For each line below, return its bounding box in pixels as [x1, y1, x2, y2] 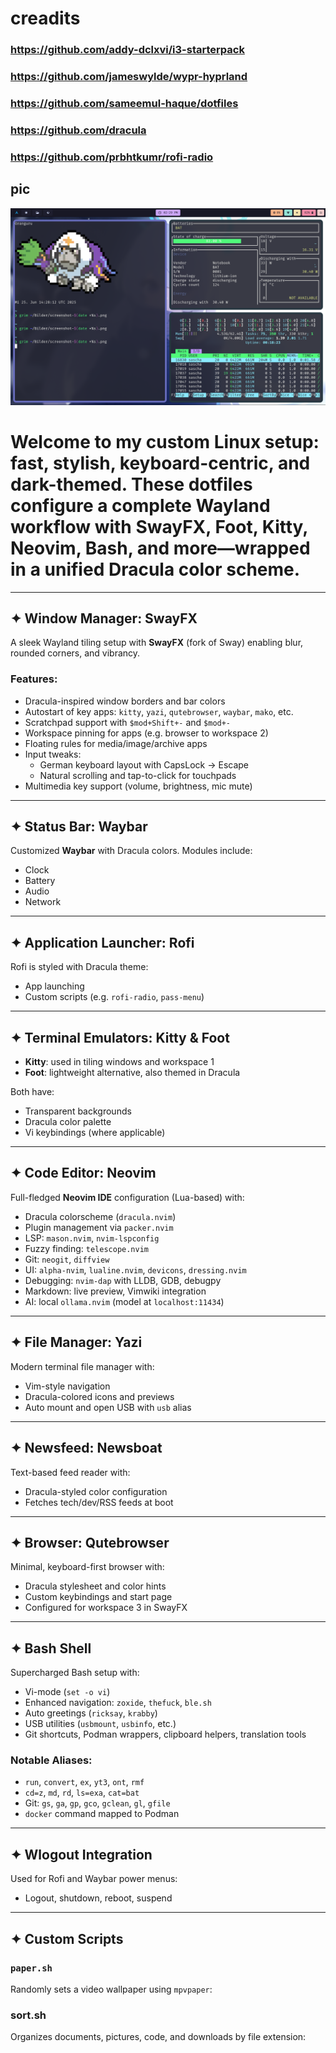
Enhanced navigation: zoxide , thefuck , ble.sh [24, 1697, 212, 1709]
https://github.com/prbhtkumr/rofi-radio [10, 150, 214, 164]
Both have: [10, 1086, 55, 1098]
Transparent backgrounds [24, 1105, 132, 1117]
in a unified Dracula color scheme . [10, 558, 301, 581]
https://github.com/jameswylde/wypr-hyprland [10, 70, 248, 84]
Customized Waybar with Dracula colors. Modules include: [10, 845, 253, 857]
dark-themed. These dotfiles [10, 473, 253, 496]
